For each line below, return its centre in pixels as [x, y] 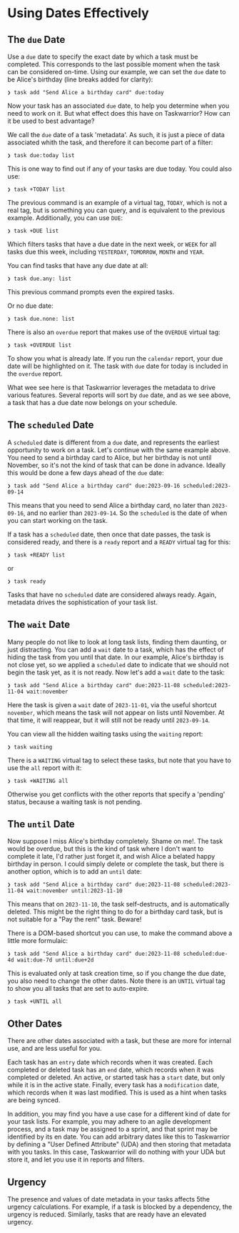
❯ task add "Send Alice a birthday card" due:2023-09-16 [94, 486]
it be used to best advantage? [51, 121]
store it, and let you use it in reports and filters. [76, 1159]
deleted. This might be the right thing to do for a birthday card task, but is [115, 912]
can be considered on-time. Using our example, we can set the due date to [117, 72]
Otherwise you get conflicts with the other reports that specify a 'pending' [116, 794]
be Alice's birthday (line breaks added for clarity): [80, 79]
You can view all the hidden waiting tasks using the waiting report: [105, 734]
